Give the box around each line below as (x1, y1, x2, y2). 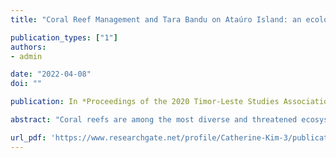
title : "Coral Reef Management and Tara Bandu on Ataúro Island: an (10, 14, 302, 25)
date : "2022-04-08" (10, 69, 92, 80)
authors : (10, 42, 47, 52)
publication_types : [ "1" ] (10, 32, 118, 43)
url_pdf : (10, 132, 47, 143)
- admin (10, 51, 43, 61)
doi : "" (10, 79, 43, 89)
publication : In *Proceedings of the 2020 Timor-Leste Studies (10, 97, 280, 107)
